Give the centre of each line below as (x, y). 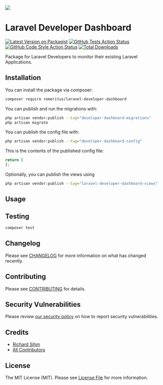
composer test (20, 228)
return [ (14, 160)
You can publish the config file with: (42, 132)
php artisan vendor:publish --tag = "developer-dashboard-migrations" (78, 118)
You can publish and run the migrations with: (51, 108)
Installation (23, 78)
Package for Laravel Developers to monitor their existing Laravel (71, 56)
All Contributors (29, 350)
